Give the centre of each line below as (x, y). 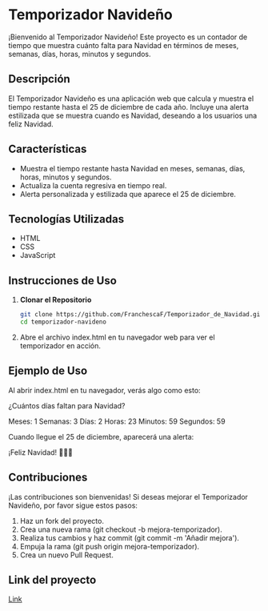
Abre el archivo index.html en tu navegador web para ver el (117, 337)
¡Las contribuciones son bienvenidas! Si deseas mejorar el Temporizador (128, 496)
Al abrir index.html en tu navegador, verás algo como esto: (105, 390)
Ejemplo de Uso (48, 371)
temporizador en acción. (60, 345)
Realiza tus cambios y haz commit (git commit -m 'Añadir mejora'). (130, 537)
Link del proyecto (52, 579)
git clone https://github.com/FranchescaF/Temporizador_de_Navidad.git (142, 315)
